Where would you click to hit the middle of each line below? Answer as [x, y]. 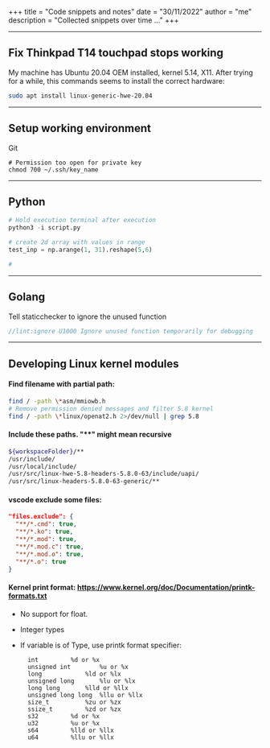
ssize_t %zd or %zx [75, 709]
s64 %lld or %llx [71, 730]
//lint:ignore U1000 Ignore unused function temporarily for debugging [131, 331]
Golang [27, 297]
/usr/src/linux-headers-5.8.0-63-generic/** [84, 481]
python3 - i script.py [45, 228]
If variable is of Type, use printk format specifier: [101, 645]
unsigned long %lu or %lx [82, 681]
